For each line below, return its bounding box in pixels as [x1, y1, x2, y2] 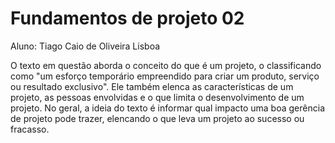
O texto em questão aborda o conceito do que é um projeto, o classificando [10, 59, 322, 71]
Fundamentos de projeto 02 [10, 7, 245, 30]
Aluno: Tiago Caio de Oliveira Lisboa [10, 40, 161, 52]
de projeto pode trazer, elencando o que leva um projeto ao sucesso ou [10, 112, 305, 124]
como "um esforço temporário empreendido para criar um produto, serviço [10, 70, 320, 82]
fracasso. [10, 123, 50, 135]
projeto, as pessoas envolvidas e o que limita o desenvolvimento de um [10, 91, 305, 103]
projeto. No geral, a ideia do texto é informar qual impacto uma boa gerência [10, 102, 325, 114]
